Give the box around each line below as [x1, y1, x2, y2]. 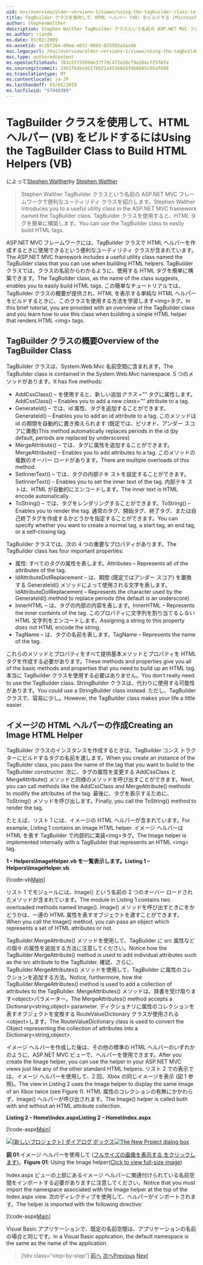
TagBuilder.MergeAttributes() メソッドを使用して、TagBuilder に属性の [6, 966, 182, 973]
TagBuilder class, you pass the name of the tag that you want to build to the [6, 761, 195, 769]
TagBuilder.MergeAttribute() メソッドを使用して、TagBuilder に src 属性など [6, 937, 195, 944]
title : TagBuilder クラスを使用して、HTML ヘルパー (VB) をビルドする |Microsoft [6, 15, 200, 21]
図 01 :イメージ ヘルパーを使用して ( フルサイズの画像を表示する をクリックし [6, 1151, 196, 1158]
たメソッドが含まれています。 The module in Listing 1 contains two [6, 896, 170, 904]
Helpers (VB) [6, 157, 72, 171]
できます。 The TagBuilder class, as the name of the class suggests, [11, 274, 179, 281]
